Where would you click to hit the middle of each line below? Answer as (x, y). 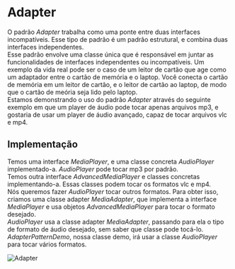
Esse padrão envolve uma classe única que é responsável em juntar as (110, 55)
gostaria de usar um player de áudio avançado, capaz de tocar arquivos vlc (117, 115)
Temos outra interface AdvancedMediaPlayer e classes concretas (104, 176)
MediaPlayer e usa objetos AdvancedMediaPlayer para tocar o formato (111, 207)
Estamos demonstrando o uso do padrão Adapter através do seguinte (109, 99)
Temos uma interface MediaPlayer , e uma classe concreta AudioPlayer (111, 161)
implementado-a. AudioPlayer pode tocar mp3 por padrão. (93, 169)
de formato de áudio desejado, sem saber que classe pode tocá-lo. (105, 229)
